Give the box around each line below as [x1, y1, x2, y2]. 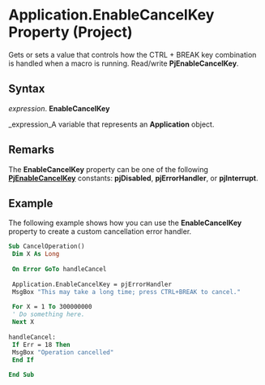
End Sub [8, 371, 35, 379]
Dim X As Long [11, 250, 60, 258]
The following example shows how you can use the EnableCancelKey [8, 218, 242, 228]
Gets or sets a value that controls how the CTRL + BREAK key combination [8, 50, 257, 59]
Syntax [8, 82, 45, 96]
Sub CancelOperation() [8, 242, 85, 251]
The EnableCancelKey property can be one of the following [8, 164, 209, 174]
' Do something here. [11, 310, 85, 318]
